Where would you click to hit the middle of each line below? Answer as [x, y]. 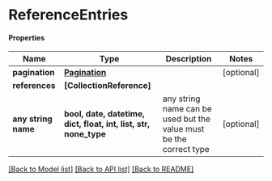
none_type [85, 134]
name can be [187, 109]
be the [175, 139]
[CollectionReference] [107, 86]
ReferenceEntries [68, 15]
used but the [186, 119]
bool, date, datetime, [104, 114]
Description [189, 59]
